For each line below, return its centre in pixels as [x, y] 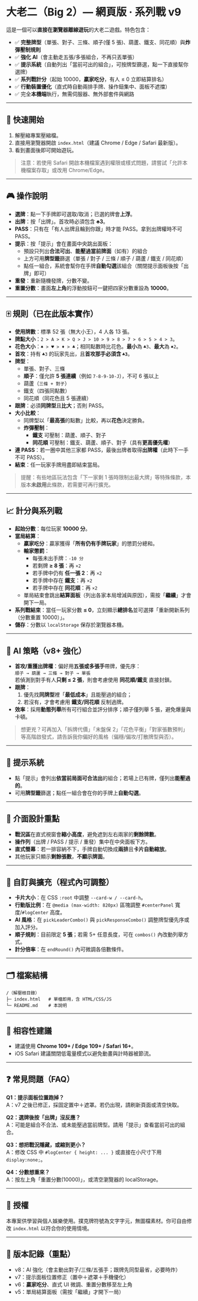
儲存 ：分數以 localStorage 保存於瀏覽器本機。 [71, 625]
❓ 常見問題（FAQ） [40, 1080]
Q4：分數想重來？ [28, 1172]
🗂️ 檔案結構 [27, 975]
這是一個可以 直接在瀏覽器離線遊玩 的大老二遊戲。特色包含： [78, 30]
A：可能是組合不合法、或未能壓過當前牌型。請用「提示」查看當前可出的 [93, 1125]
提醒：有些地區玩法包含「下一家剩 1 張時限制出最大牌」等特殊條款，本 [106, 477]
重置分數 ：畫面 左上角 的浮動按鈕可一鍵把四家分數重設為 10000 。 [93, 288]
